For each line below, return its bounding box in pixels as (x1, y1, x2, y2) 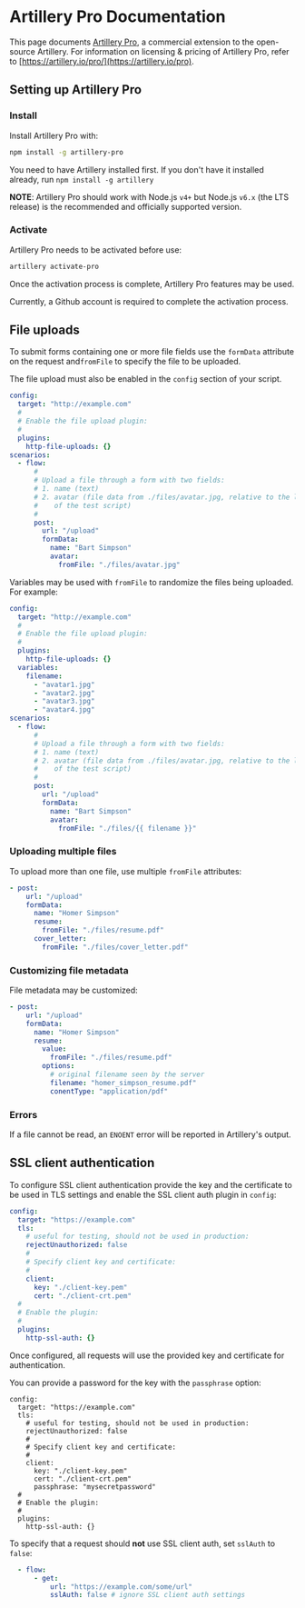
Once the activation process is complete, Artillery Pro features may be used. (9, 278, 295, 289)
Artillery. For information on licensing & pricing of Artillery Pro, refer (37, 45, 290, 56)
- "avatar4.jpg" (33, 705, 95, 714)
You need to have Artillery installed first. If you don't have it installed (9, 164, 265, 175)
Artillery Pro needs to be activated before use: (9, 244, 182, 255)
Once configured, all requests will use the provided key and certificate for (9, 1350, 285, 1361)
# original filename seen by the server (49, 1070, 205, 1079)
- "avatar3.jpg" (33, 697, 95, 706)
